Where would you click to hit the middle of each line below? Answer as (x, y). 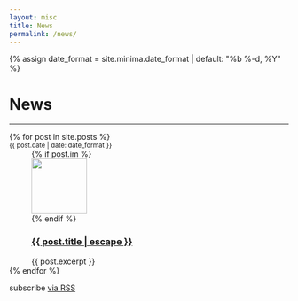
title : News (31, 26)
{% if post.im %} (62, 154)
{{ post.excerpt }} (63, 261)
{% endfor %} (35, 270)
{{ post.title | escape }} (82, 242)
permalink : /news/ (43, 34)
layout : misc (33, 17)
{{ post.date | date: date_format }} (61, 146)
